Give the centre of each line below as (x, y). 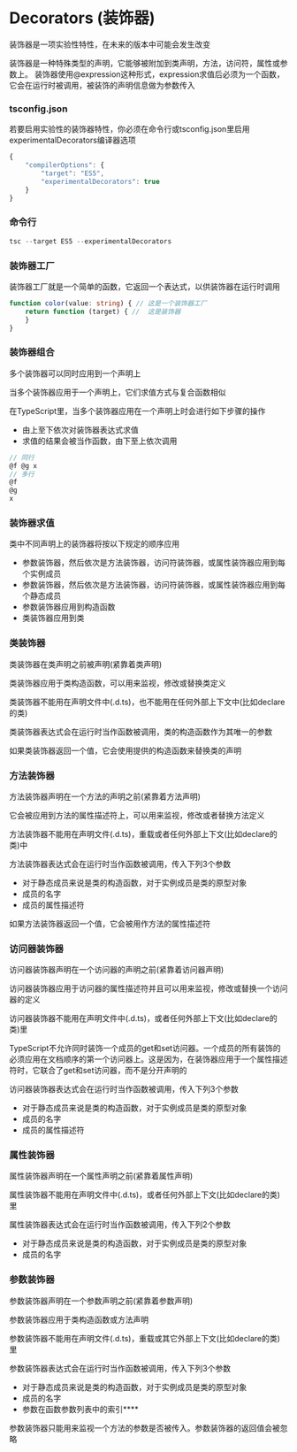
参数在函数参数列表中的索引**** (80, 1409)
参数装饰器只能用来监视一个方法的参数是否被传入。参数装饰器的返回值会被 (145, 1428)
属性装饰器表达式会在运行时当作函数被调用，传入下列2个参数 (120, 1225)
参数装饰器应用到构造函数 (69, 607)
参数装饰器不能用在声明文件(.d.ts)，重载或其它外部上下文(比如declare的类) (145, 1338)
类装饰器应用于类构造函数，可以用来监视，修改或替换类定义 (118, 683)
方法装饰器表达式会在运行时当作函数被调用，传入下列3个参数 (120, 864)
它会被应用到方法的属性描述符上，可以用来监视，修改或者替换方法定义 (137, 815)
